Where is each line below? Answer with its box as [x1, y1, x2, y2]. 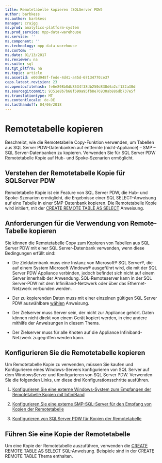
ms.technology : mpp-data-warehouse [5, 43, 77, 48]
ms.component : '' [5, 39, 40, 44]
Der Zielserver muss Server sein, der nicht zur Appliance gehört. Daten [12, 309, 154, 315]
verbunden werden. [32, 286, 72, 291]
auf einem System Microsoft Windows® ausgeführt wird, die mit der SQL [12, 265, 158, 270]
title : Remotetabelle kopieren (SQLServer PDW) [5, 7, 103, 12]
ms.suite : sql [5, 61, 34, 66]
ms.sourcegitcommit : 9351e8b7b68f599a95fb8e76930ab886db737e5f [5, 89, 136, 94]
